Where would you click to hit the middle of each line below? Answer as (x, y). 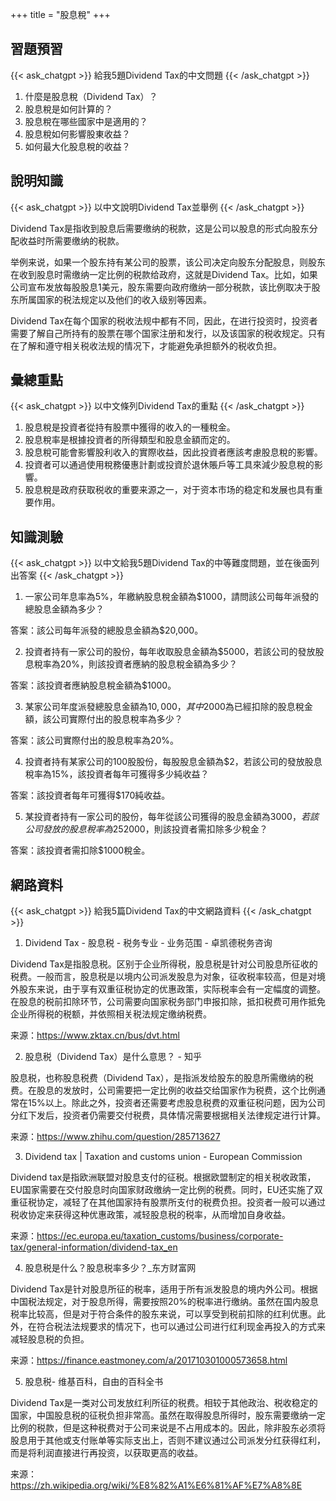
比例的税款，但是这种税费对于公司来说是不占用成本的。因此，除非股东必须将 (168, 1428)
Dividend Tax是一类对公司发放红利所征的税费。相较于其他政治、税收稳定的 (164, 1403)
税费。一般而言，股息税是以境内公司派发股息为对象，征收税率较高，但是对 (163, 977)
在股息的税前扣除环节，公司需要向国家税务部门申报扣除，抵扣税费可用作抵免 (168, 1002)
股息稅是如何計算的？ (68, 109)
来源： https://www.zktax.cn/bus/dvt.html (95, 1035)
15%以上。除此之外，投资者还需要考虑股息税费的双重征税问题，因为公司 (176, 1103)
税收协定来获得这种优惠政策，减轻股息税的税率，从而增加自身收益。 (150, 1215)
